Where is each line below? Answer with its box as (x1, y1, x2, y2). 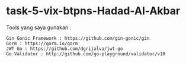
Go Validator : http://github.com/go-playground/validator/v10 (6, 51, 166, 57)
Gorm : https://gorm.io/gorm (6, 40, 78, 46)
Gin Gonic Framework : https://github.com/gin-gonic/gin (6, 35, 150, 41)
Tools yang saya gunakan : (6, 24, 72, 31)
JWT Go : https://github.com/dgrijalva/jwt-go (6, 46, 123, 52)
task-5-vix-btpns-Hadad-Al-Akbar (6, 4, 181, 18)
